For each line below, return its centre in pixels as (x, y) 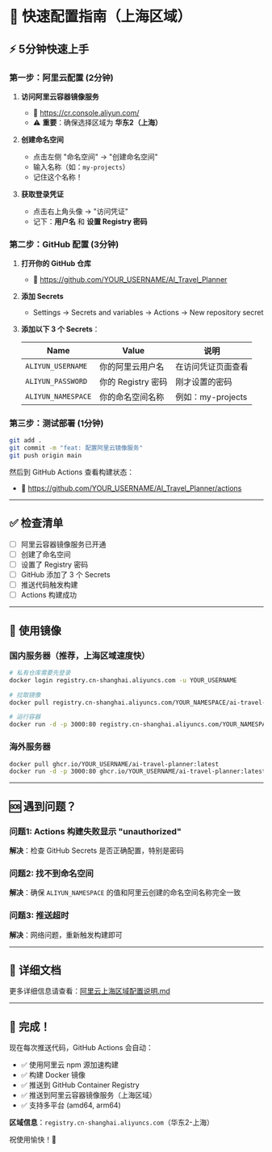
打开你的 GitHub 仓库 (56, 264)
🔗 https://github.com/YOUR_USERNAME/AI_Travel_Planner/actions (131, 488)
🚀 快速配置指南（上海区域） (100, 17)
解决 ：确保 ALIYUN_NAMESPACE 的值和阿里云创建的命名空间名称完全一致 (125, 892)
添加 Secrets (42, 297)
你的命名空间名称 (132, 397)
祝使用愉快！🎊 (33, 1140)
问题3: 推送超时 (39, 916)
